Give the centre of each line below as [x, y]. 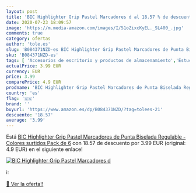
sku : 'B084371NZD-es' [32, 55]
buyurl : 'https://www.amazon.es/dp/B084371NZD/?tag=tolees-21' [85, 109]
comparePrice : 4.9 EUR [34, 82]
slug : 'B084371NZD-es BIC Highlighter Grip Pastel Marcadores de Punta [95, 50]
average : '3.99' [26, 120]
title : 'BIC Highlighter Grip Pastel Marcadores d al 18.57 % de [87, 17]
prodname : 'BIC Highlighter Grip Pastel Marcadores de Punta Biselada [94, 88]
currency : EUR [23, 71]
